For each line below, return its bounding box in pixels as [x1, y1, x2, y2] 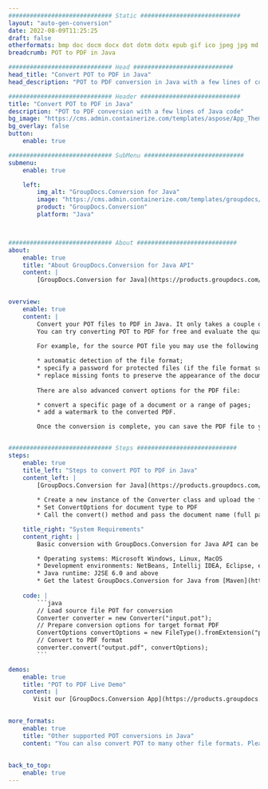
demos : [8, 665, 30, 673]
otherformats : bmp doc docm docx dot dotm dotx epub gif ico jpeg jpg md [8, 42, 259, 50]
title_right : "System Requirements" [22, 525, 145, 533]
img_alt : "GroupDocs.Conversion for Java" [37, 188, 180, 196]
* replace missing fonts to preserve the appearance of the [37, 371, 241, 379]
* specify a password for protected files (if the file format [37, 364, 251, 372]
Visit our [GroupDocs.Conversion [33, 696, 145, 704]
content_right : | [22, 533, 81, 541]
